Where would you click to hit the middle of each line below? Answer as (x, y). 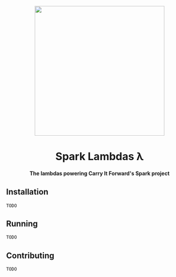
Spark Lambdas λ (100, 157)
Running (22, 223)
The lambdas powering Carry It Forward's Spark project (100, 173)
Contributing (30, 255)
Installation (27, 192)
